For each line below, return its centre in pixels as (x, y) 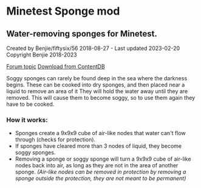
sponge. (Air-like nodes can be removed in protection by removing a (101, 172)
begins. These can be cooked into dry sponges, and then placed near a (96, 85)
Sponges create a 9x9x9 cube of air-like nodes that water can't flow (101, 133)
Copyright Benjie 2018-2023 (42, 55)
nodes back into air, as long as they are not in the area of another (97, 165)
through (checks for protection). (55, 140)
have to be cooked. (30, 104)
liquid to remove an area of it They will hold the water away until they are (97, 91)
